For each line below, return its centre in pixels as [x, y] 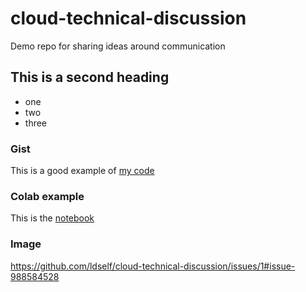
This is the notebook [52, 218]
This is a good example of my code [82, 171]
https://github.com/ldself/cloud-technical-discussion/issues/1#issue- [153, 266]
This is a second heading [90, 77]
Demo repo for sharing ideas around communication [118, 46]
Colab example [47, 196]
